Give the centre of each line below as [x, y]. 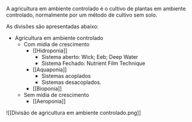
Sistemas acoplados [66, 76]
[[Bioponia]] [47, 88]
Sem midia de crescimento [56, 95]
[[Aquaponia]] [50, 70]
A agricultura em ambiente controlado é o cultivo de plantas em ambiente [96, 9]
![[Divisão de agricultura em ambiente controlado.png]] [74, 113]
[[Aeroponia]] [49, 101]
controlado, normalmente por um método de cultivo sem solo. [82, 15]
